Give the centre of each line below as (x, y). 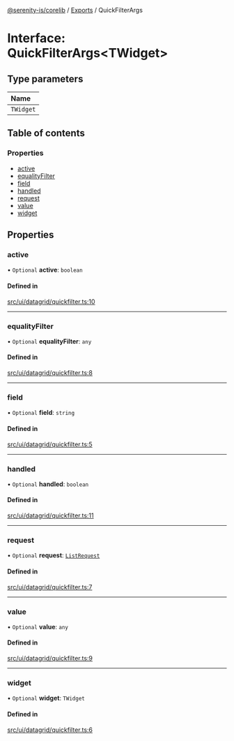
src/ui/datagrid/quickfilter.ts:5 (50, 444)
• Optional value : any (38, 626)
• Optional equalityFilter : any (49, 341)
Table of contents (46, 133)
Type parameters (45, 79)
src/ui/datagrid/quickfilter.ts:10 (51, 301)
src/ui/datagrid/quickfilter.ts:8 (50, 373)
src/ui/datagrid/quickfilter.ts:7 (50, 587)
